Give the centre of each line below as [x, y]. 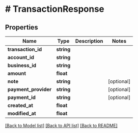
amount [17, 73]
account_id [21, 57]
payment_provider [29, 89]
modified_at [22, 113]
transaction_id [25, 49]
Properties [22, 27]
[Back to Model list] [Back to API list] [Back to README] [61, 126]
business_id [22, 65]
